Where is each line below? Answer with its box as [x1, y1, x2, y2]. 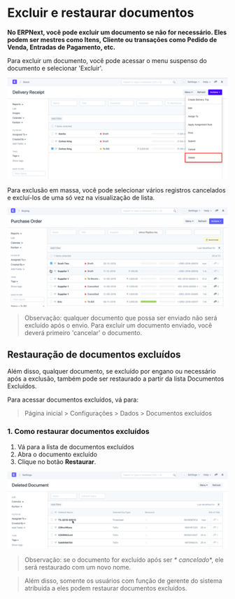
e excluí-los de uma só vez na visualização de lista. [7, 194, 155, 202]
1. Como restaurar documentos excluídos [7, 427, 150, 437]
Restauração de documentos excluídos [7, 348, 181, 361]
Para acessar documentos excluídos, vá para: [7, 395, 138, 404]
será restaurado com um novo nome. [24, 563, 131, 572]
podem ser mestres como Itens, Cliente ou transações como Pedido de [7, 35, 218, 43]
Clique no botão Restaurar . [17, 457, 97, 466]
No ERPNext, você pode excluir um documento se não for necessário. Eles [7, 28, 227, 36]
